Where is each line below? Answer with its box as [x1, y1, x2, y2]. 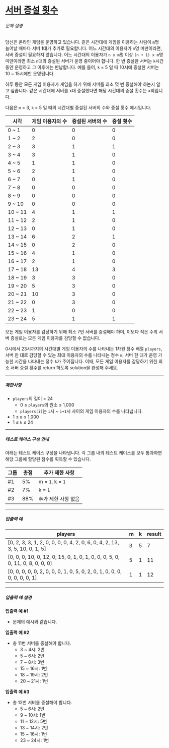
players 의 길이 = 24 [12, 395, 53, 401]
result [146, 531, 161, 538]
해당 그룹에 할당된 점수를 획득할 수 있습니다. [5, 456, 92, 462]
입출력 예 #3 [5, 689, 30, 695]
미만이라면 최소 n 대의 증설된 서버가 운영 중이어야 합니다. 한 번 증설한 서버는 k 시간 [5, 58, 164, 64]
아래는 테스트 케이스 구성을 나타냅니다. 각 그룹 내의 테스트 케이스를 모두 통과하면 [5, 450, 162, 456]
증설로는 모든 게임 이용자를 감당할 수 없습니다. [10, 335, 101, 341]
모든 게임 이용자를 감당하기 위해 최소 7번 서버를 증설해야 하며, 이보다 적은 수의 [5, 329, 158, 335]
